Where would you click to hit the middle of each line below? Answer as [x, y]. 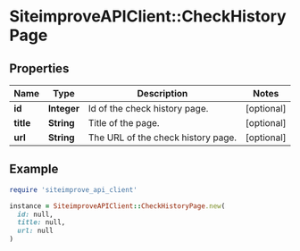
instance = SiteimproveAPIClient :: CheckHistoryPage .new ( [117, 206]
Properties [39, 68]
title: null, [42, 222]
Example [34, 169]
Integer [64, 109]
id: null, [35, 214]
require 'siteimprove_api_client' [74, 189]
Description [162, 93]
